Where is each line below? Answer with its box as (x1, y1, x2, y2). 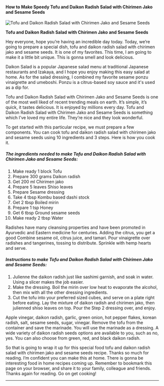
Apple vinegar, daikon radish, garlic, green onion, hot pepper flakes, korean (5, 315, 157, 321)
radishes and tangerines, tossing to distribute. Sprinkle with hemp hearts (5, 240, 151, 246)
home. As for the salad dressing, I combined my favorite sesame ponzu (5, 74, 148, 80)
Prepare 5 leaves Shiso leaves (12, 184, 73, 190)
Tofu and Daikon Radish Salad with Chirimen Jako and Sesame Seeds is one (5, 94, 159, 100)
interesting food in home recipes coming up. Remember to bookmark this (5, 360, 152, 366)
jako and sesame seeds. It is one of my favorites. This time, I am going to (5, 49, 152, 55)
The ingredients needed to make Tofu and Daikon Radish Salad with (5, 151, 146, 157)
